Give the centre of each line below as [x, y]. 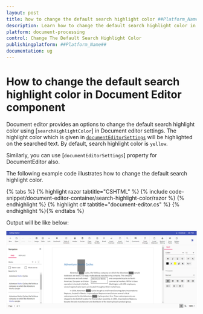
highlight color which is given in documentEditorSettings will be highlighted [99, 137]
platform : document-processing [46, 32]
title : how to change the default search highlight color [81, 19]
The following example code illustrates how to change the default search [97, 173]
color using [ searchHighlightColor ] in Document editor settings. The [92, 131]
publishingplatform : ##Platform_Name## [56, 45]
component [36, 107]
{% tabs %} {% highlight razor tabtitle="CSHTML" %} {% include [87, 191]
